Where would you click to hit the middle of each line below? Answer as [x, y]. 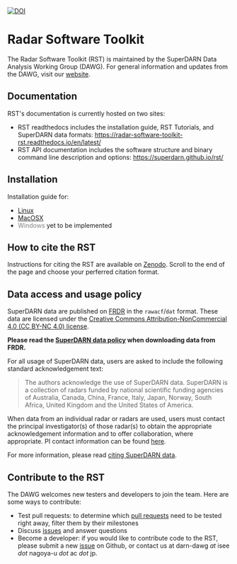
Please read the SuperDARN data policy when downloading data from [111, 340]
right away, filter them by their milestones [78, 523]
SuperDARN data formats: [55, 134]
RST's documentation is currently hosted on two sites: [86, 113]
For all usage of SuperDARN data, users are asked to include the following [115, 362]
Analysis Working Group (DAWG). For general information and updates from [118, 67]
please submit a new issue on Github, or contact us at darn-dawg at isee [123, 546]
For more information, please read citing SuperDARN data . [92, 455]
